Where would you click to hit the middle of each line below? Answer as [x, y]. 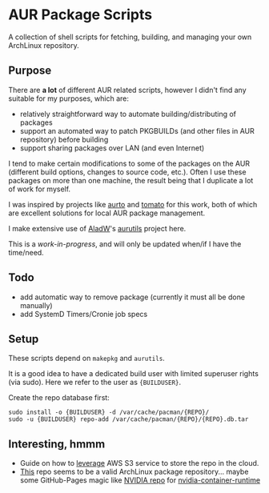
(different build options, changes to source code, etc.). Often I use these [127, 172]
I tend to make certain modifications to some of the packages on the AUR [129, 163]
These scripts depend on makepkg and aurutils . [87, 359]
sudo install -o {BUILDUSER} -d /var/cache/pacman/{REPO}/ [109, 413]
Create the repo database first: [59, 398]
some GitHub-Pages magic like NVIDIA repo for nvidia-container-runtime [140, 480]
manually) [36, 305]
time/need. [26, 252]
